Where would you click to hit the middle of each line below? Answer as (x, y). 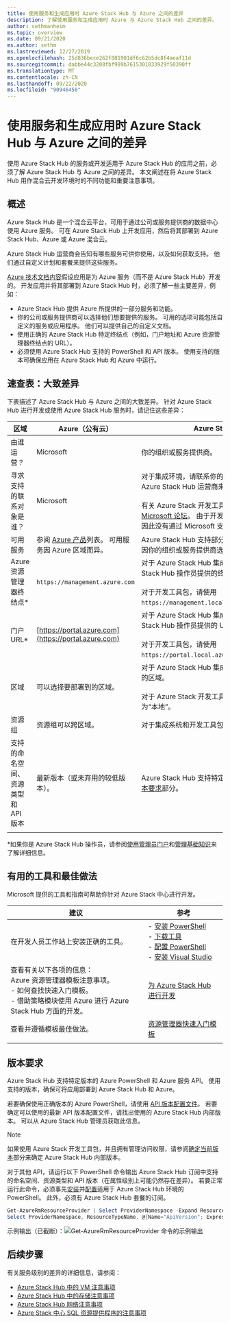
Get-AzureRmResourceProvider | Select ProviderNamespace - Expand (102, 1211)
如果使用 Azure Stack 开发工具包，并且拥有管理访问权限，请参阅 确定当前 (110, 1149)
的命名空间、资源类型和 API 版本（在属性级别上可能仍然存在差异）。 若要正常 (115, 1180)
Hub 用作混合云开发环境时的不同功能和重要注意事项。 (83, 181)
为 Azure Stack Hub (180, 985)
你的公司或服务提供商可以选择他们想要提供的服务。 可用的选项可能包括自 (120, 317)
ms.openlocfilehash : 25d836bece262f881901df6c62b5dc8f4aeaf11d (99, 58)
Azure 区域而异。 (79, 550)
